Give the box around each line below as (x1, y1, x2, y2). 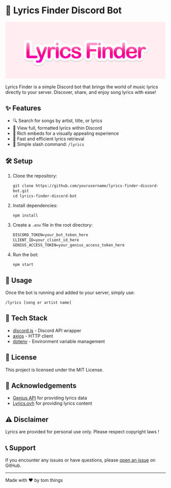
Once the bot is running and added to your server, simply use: (5, 289, 135, 296)
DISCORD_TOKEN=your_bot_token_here (12, 232, 89, 238)
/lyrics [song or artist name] (5, 300, 72, 305)
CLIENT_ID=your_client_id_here (12, 237, 79, 243)
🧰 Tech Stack (5, 314, 48, 323)
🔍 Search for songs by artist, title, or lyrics (12, 117, 103, 124)
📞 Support (5, 444, 36, 452)
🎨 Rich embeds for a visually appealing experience (12, 130, 119, 137)
